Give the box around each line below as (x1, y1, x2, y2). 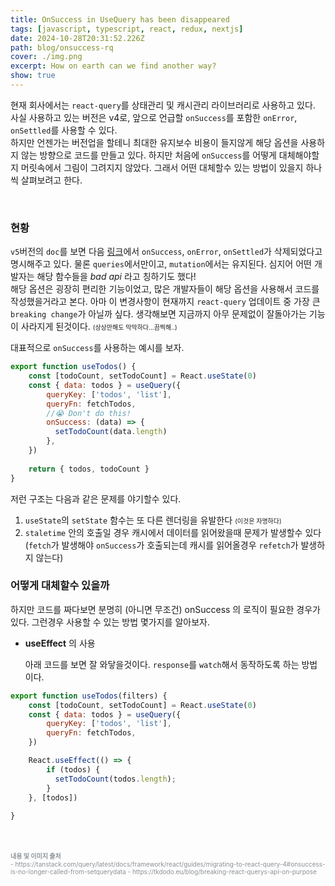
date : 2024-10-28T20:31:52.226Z (10, 33, 145, 43)
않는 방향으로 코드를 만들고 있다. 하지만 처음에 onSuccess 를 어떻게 (20, 149, 277, 161)
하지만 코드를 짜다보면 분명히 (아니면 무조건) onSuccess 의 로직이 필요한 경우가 (10, 603, 321, 615)
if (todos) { (46, 764, 101, 775)
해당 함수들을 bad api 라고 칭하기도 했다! (36, 271, 197, 283)
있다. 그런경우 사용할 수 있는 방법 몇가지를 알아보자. (10, 616, 210, 628)
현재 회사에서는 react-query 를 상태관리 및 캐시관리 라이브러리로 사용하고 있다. (10, 99, 316, 111)
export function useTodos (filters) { (10, 691, 168, 701)
